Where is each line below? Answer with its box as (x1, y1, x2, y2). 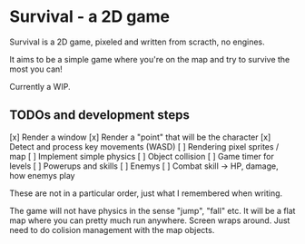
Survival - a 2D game (9, 6, 171, 27)
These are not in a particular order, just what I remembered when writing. (9, 188, 283, 199)
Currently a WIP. (9, 81, 71, 92)
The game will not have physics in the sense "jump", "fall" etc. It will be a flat (9, 205, 296, 216)
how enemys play (9, 170, 75, 181)
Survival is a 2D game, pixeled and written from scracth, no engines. (9, 36, 265, 47)
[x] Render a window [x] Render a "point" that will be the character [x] (9, 132, 271, 142)
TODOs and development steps (9, 107, 191, 123)
